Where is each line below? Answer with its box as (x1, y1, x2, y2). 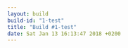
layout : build (7, 10, 49, 18)
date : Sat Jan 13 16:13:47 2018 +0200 (7, 30, 121, 37)
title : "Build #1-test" (7, 23, 77, 30)
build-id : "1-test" (7, 17, 65, 24)
